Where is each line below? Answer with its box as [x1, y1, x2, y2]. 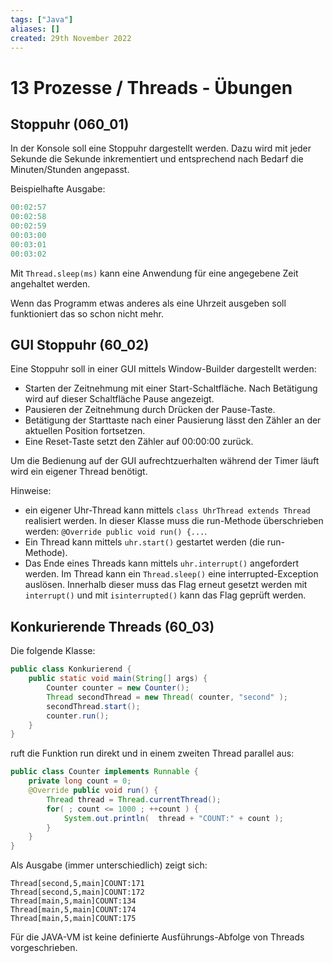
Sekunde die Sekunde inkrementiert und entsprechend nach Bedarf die [10, 153, 304, 165]
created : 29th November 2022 [10, 33, 132, 43]
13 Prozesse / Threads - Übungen [10, 76, 293, 99]
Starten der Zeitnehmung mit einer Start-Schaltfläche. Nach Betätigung [24, 382, 318, 395]
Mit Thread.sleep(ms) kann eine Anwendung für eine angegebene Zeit [10, 267, 299, 279]
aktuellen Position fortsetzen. [24, 425, 146, 437]
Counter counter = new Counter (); [46, 683, 190, 693]
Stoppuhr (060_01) [10, 116, 130, 133]
